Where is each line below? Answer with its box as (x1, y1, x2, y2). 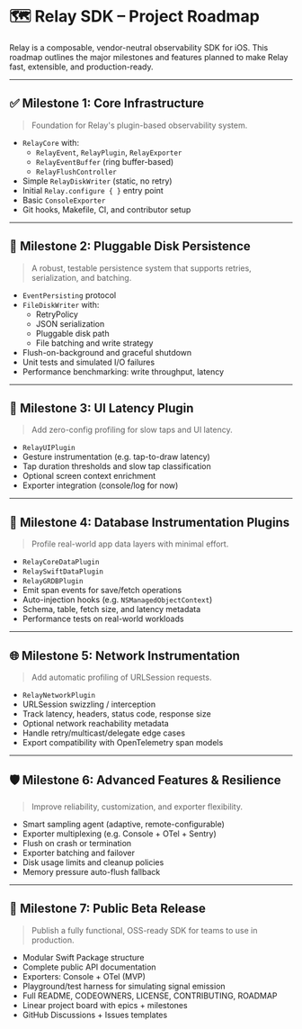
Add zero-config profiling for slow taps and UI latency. (31, 424, 234, 436)
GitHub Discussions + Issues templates (22, 1009, 168, 1020)
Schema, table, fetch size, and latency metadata (22, 604, 201, 615)
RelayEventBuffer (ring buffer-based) (35, 156, 174, 167)
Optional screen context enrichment (22, 471, 156, 482)
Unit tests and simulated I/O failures (22, 357, 155, 367)
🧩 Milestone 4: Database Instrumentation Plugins (9, 514, 290, 530)
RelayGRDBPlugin (22, 577, 84, 586)
